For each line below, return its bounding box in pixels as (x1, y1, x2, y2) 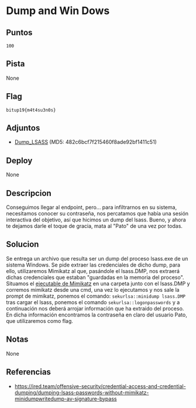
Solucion (6, 240, 39, 249)
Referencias (6, 367, 51, 377)
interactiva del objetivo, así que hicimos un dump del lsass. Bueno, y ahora (6, 216, 186, 224)
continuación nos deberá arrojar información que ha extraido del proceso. (6, 305, 184, 312)
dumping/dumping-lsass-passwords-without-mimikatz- (14, 389, 149, 396)
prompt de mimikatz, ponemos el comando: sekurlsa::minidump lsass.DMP (6, 292, 186, 299)
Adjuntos (6, 123, 40, 133)
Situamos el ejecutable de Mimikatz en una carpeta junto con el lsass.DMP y (6, 280, 190, 287)
